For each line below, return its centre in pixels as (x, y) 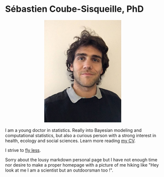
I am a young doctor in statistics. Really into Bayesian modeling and (73, 130)
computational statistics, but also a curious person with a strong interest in (81, 136)
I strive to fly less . (23, 150)
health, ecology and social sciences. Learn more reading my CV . (70, 141)
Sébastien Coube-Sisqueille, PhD (74, 9)
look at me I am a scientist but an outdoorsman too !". (59, 170)
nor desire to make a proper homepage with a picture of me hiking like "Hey (82, 165)
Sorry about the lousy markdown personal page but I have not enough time (81, 160)
